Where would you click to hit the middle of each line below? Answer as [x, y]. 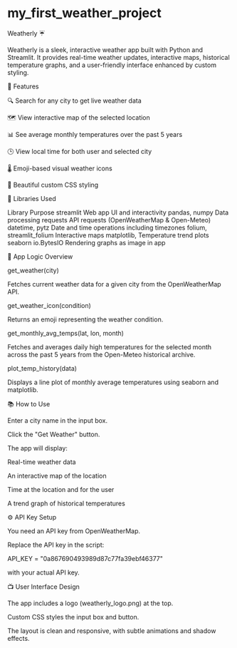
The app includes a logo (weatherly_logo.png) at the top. [90, 603]
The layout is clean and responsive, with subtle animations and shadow [112, 631]
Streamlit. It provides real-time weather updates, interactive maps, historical [118, 57]
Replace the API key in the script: [56, 545]
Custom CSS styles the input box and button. [73, 617]
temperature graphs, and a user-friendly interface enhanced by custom [112, 65]
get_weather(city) [33, 270]
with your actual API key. [43, 572]
